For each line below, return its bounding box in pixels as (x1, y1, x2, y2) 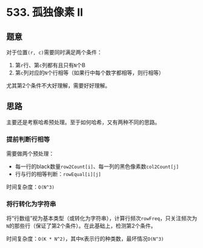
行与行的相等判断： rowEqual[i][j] (15, 171, 102, 178)
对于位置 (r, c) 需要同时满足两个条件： (6, 49, 102, 56)
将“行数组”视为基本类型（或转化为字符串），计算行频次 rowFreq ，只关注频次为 (6, 215, 198, 222)
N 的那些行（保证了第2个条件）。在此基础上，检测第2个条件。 (6, 222, 156, 230)
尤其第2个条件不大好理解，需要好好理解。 (6, 82, 111, 89)
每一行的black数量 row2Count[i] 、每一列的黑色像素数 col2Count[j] (15, 163, 179, 170)
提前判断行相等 (6, 135, 50, 143)
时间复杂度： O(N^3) (6, 183, 55, 191)
